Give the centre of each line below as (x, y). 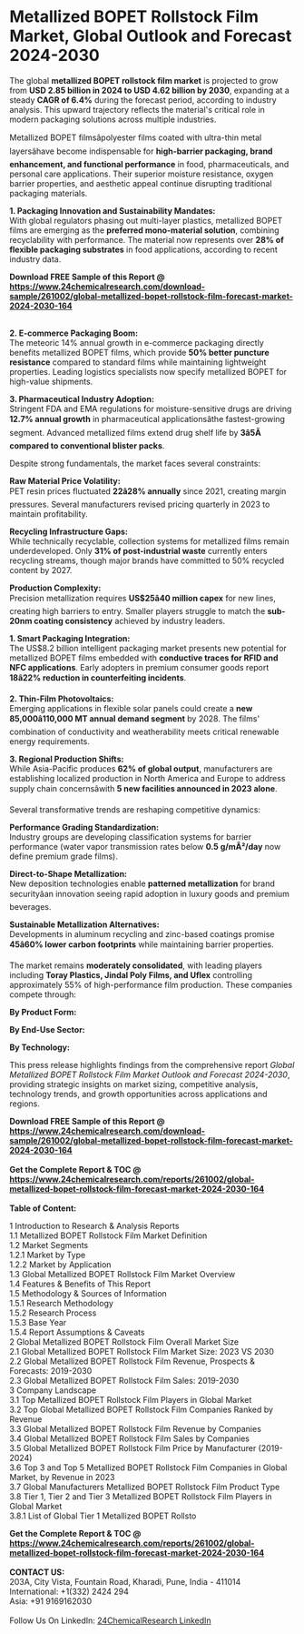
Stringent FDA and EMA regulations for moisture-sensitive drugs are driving (151, 408)
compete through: (43, 994)
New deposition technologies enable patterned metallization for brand (142, 883)
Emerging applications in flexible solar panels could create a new (131, 708)
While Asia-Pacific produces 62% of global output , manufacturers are (141, 768)
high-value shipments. (51, 381)
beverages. (30, 906)
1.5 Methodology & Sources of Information (88, 1293)
